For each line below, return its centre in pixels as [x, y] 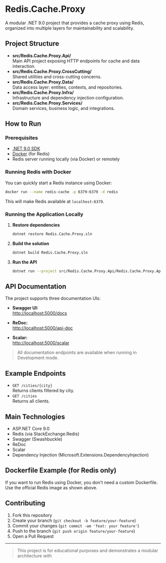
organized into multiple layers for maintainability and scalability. [70, 28]
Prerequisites [21, 138]
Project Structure [32, 44]
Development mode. [38, 358]
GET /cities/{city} [32, 386]
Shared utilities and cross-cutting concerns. [57, 77]
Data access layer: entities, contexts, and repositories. [67, 87]
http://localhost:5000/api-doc [42, 328]
